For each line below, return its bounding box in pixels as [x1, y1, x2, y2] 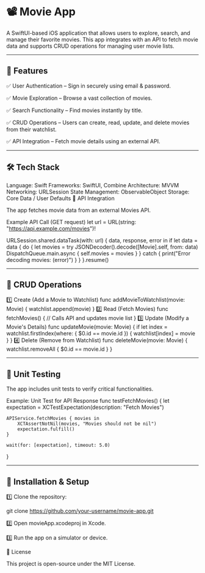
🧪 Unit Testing [6, 369, 61, 380]
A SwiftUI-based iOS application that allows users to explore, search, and [6, 29, 190, 37]
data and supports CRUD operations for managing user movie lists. [6, 42, 175, 50]
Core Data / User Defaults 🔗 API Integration [6, 194, 115, 202]
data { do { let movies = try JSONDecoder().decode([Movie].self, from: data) [6, 243, 198, 250]
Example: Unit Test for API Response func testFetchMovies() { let [6, 397, 170, 405]
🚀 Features [6, 66, 48, 77]
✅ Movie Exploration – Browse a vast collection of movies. [6, 94, 153, 102]
